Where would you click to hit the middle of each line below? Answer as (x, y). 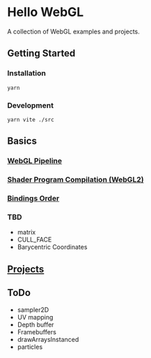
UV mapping (35, 317)
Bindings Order (33, 198)
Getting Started (41, 53)
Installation (27, 73)
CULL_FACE (34, 240)
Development (31, 105)
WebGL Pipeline (35, 161)
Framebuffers (37, 331)
